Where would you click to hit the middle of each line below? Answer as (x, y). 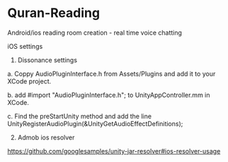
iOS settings (25, 46)
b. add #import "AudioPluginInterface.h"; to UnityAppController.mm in (109, 95)
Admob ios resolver (46, 137)
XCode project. (29, 81)
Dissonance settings (47, 60)
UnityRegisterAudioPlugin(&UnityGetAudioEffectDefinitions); (95, 123)
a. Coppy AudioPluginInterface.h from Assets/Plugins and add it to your (112, 74)
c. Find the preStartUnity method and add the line (80, 116)
